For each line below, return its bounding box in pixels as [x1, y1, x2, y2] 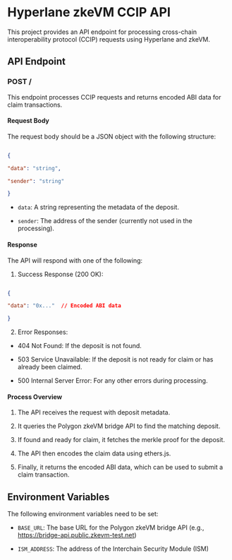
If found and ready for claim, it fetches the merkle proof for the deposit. [17, 436, 226, 444]
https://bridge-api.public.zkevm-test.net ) [17, 531, 137, 540]
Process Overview [7, 393, 63, 401]
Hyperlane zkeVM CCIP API [7, 4, 171, 20]
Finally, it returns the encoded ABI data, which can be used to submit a [17, 463, 224, 472]
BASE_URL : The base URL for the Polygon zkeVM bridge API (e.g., [17, 523, 204, 532]
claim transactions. [7, 100, 63, 109]
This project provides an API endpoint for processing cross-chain [7, 28, 197, 36]
